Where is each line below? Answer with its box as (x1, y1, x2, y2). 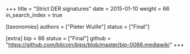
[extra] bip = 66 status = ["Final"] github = (5, 35, 111, 41)
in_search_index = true (5, 11, 63, 19)
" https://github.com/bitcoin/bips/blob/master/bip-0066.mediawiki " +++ (5, 41, 185, 48)
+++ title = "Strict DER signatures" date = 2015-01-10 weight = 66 (5, 5, 170, 12)
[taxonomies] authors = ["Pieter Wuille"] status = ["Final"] (5, 23, 150, 30)
